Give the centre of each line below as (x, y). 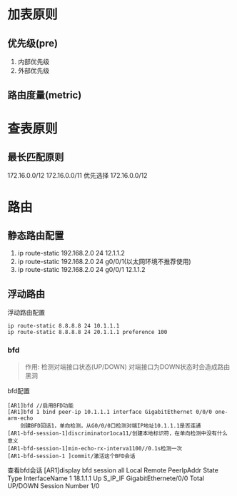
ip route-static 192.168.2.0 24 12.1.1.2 (71, 253)
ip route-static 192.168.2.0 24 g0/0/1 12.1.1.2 (81, 270)
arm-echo (20, 418)
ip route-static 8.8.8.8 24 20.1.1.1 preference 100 (87, 333)
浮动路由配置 (26, 313)
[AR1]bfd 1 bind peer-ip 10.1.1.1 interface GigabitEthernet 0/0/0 (110, 412)
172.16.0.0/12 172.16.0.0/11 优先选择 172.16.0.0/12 (77, 176)
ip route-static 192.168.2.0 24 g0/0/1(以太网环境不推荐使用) (104, 262)
